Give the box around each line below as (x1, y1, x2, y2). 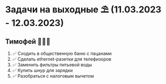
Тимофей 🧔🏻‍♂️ (5, 37, 51, 45)
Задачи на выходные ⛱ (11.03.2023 (5, 4, 161, 15)
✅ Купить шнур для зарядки (12, 67, 73, 73)
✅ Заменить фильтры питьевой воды (12, 62, 92, 67)
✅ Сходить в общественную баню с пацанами (12, 50, 112, 56)
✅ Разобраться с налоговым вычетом (12, 73, 94, 79)
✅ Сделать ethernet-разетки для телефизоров (12, 56, 111, 62)
